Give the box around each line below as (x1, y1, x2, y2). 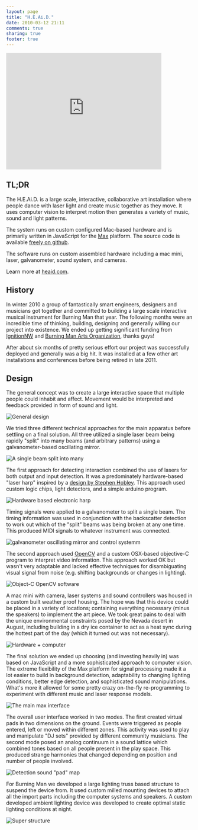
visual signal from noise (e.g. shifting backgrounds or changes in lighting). (6, 569, 187, 576)
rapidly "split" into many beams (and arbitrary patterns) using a (6, 437, 160, 444)
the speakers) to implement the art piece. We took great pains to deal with (6, 611, 187, 618)
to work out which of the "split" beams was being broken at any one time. (6, 521, 185, 528)
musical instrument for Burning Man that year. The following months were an (6, 313, 193, 321)
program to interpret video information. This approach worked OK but (6, 556, 176, 563)
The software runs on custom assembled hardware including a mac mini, (6, 250, 183, 257)
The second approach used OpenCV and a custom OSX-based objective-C (6, 550, 189, 557)
